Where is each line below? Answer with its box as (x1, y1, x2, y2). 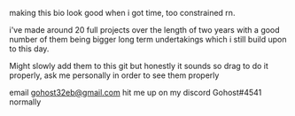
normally (9, 97, 42, 107)
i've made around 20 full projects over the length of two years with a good (9, 25, 281, 35)
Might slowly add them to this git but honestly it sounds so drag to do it (9, 61, 268, 71)
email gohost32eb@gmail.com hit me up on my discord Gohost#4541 (9, 88, 262, 97)
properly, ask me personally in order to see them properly (9, 70, 220, 81)
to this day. (9, 43, 50, 54)
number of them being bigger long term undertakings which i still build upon (9, 35, 287, 44)
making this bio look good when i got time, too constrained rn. (9, 8, 236, 18)
